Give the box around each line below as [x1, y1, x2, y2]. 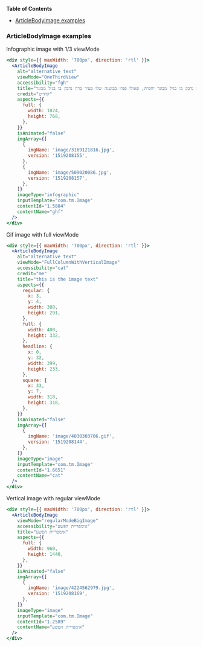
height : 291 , [28, 310, 61, 316]
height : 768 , [28, 113, 61, 120]
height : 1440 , [28, 552, 63, 558]
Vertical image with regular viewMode [6, 495, 101, 502]
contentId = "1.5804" [17, 203, 66, 209]
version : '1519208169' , [28, 591, 88, 597]
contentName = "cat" [17, 473, 63, 479]
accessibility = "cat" [17, 265, 69, 271]
